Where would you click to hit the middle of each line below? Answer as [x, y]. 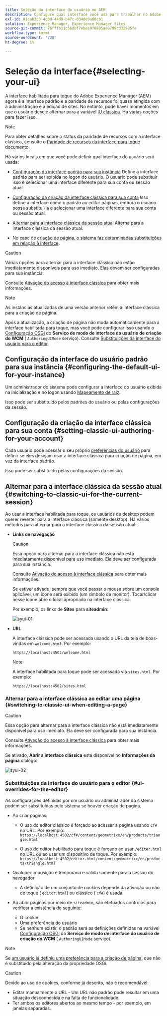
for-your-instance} [35, 375]
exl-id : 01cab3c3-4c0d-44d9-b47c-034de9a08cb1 [54, 19]
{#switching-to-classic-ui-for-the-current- [74, 494]
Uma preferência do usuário [48, 923]
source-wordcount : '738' [31, 38]
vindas [19, 644]
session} [19, 502]
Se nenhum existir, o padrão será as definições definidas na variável [90, 928]
